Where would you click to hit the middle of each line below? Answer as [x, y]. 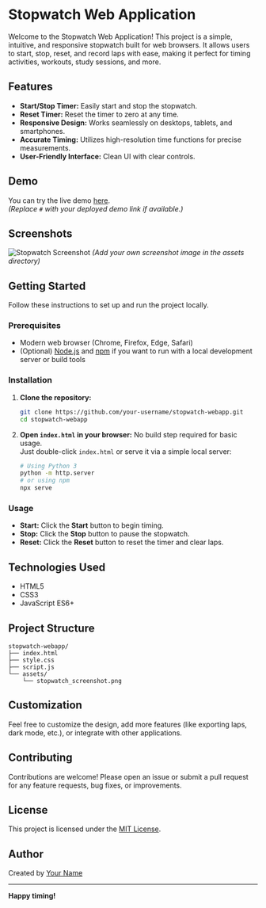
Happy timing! [32, 896]
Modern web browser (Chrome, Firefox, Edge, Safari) [106, 343]
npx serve [36, 488]
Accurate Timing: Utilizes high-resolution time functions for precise [130, 139]
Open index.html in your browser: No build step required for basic [128, 434]
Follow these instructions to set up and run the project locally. [109, 305]
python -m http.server [57, 473]
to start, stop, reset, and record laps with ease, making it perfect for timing [129, 53]
